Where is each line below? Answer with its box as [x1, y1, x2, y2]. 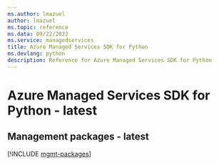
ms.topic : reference [7, 23, 69, 31]
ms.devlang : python [7, 50, 66, 58]
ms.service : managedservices [7, 37, 94, 44]
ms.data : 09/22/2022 [7, 30, 69, 38]
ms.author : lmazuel [7, 10, 66, 18]
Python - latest [7, 102, 98, 118]
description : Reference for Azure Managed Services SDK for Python [7, 57, 213, 64]
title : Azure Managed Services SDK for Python [7, 43, 148, 50]
